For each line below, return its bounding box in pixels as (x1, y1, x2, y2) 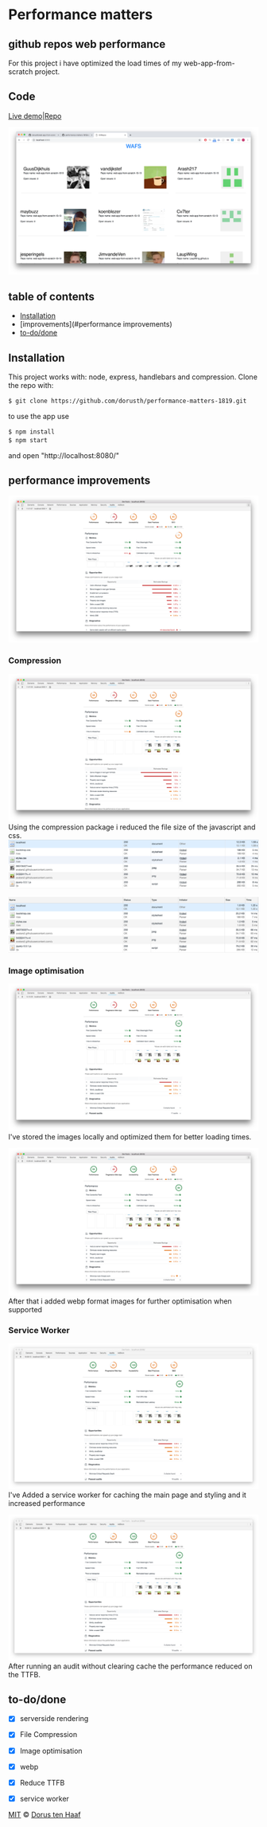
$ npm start (8, 436, 48, 444)
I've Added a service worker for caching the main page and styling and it (8, 1490, 246, 1500)
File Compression (19, 1730, 78, 1739)
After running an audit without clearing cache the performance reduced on (8, 1661, 253, 1671)
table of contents (8, 290, 95, 304)
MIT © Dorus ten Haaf (8, 1809, 81, 1819)
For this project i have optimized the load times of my (8, 58, 183, 68)
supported (8, 1304, 42, 1314)
